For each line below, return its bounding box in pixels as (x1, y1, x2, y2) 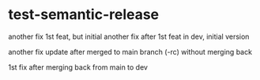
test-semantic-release (8, 6, 160, 24)
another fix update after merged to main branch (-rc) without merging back (8, 47, 253, 56)
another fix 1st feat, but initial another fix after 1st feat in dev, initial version (8, 32, 250, 41)
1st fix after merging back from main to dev (8, 62, 149, 72)
